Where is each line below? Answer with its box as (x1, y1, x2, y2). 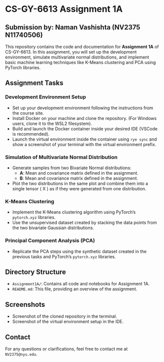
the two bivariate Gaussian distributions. (12, 225, 95, 231)
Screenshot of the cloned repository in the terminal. (12, 313, 117, 319)
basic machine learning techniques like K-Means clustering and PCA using (5, 60, 156, 65)
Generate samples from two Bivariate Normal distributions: (12, 165, 131, 171)
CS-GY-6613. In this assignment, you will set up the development (5, 49, 137, 55)
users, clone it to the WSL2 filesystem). (12, 121, 93, 126)
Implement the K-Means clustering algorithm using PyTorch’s (12, 209, 136, 215)
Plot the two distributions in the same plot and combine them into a (12, 181, 149, 186)
